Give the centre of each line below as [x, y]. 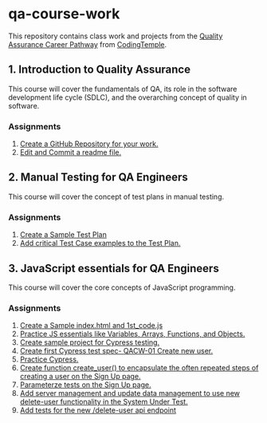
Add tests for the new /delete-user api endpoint [98, 410]
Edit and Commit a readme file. [71, 152]
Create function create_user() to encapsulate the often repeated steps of [139, 368]
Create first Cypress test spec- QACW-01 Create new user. [116, 351]
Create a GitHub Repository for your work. [89, 144]
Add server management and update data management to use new [130, 393]
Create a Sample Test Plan [63, 235]
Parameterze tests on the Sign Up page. [85, 385]
